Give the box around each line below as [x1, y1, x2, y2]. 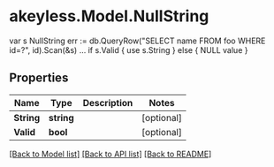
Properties [9, 71, 69, 86]
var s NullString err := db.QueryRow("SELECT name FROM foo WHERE [9, 35, 266, 46]
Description [82, 96, 133, 109]
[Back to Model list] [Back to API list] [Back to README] [9, 148, 212, 159]
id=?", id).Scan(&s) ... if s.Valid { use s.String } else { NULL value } [9, 44, 248, 55]
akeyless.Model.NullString [9, 6, 209, 27]
